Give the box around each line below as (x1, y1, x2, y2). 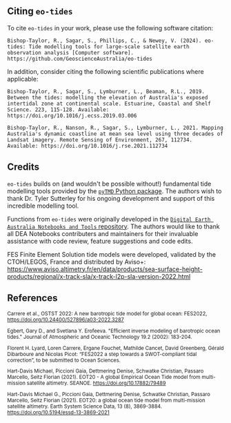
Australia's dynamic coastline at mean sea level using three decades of (7, 130, 224, 137)
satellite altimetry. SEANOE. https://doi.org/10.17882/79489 (26, 380, 166, 387)
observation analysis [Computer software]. (7, 49, 134, 56)
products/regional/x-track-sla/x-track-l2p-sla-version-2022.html (7, 272, 191, 280)
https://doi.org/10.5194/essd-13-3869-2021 (7, 409, 110, 416)
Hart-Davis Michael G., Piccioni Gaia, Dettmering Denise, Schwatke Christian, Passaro (7, 391, 210, 398)
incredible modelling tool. (7, 201, 79, 210)
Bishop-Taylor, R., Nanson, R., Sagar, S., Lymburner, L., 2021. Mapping (7, 124, 224, 131)
